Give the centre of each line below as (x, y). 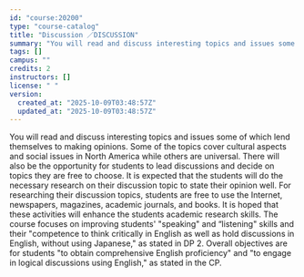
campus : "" (30, 60)
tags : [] (26, 52)
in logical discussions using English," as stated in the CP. (116, 263)
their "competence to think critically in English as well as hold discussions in (152, 234)
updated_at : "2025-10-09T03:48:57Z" (87, 111)
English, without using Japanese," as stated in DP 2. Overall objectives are (149, 243)
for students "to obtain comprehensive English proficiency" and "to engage (151, 253)
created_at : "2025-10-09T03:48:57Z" (87, 103)
